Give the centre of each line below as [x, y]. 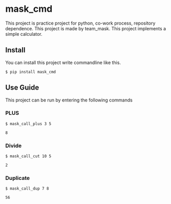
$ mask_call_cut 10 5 [28, 156]
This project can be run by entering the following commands [69, 100]
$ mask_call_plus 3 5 [28, 124]
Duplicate [18, 178]
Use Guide [22, 88]
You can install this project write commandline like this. [63, 63]
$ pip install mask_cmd [31, 72]
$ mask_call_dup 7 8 [27, 189]
